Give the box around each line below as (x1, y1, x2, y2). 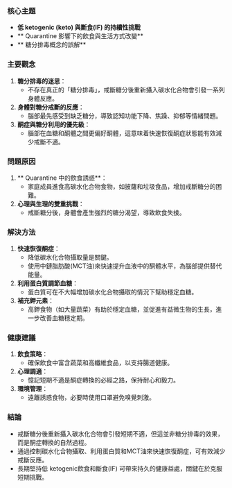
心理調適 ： (17, 367, 48, 376)
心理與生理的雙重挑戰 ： (17, 199, 84, 208)
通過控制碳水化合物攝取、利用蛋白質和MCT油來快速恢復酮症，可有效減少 (17, 446, 226, 455)
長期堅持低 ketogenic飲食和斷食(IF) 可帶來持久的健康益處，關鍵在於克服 (17, 464, 223, 473)
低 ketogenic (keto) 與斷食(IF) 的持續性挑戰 (17, 23, 141, 32)
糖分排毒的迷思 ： (17, 76, 66, 85)
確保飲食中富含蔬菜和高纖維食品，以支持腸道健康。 (27, 359, 174, 367)
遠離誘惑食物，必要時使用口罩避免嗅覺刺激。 (27, 394, 156, 402)
